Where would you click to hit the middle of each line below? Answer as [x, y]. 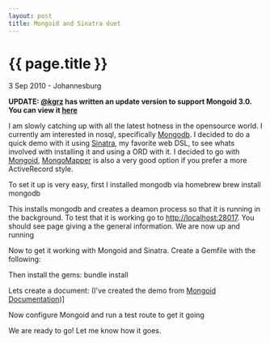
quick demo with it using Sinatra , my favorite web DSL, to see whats [122, 144]
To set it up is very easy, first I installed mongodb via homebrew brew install [135, 185]
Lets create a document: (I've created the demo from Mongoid [112, 291]
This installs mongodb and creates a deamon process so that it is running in [135, 209]
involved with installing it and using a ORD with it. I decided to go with [124, 152]
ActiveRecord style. [41, 169]
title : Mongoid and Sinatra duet [65, 24]
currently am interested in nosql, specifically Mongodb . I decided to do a [129, 135]
